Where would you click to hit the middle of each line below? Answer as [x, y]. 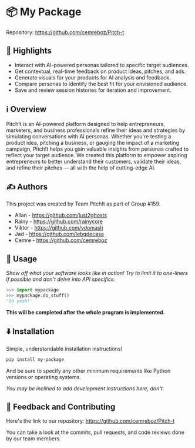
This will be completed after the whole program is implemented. [86, 312]
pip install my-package [35, 359]
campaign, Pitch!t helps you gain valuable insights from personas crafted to [97, 149]
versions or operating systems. [43, 377]
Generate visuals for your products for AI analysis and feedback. [93, 77]
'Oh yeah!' [19, 301]
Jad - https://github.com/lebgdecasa [59, 234]
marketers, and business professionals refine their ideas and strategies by [96, 130]
